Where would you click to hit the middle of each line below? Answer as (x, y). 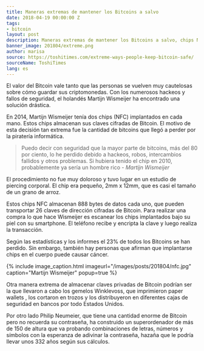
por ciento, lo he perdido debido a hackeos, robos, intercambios (101, 155)
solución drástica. (29, 105)
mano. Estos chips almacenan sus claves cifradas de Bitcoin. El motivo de (99, 123)
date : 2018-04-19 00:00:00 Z (43, 18)
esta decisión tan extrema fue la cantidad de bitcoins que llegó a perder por (101, 130)
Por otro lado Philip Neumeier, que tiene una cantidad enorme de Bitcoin (97, 316)
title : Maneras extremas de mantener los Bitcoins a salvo (83, 12)
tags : (13, 23)
